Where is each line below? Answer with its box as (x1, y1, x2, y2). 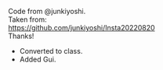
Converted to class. (19, 47, 83, 55)
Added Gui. (19, 54, 56, 64)
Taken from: (8, 15, 47, 24)
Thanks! (8, 31, 34, 40)
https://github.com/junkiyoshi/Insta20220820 (8, 23, 155, 32)
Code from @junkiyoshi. (8, 7, 86, 16)
